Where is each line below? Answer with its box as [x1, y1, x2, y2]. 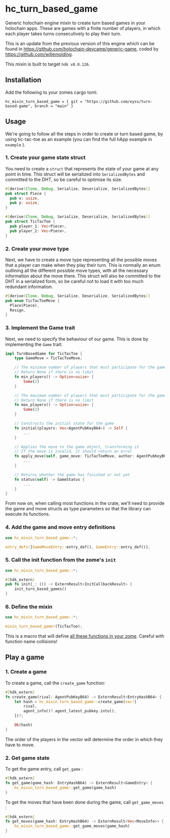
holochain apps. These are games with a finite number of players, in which [5, 25, 161, 31]
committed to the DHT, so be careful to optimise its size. [5, 176, 122, 183]
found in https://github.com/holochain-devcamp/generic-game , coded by [5, 46, 159, 52]
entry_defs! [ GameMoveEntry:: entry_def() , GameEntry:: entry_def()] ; [5, 544, 151, 549]
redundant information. [5, 284, 53, 290]
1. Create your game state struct [5, 154, 86, 161]
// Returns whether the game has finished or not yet [14, 472, 130, 477]
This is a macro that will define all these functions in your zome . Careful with [5, 633, 164, 639]
